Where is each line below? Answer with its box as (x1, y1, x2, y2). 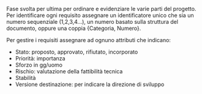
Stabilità (15, 74, 36, 81)
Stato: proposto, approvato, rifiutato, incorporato (15, 48, 138, 56)
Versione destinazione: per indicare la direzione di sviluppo (15, 81, 165, 88)
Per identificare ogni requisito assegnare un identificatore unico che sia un (6, 12, 194, 19)
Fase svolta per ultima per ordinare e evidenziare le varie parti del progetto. (6, 5, 196, 12)
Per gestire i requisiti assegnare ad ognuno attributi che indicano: (6, 37, 171, 43)
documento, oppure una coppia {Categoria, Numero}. (6, 24, 141, 32)
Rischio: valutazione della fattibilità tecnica (15, 68, 123, 75)
